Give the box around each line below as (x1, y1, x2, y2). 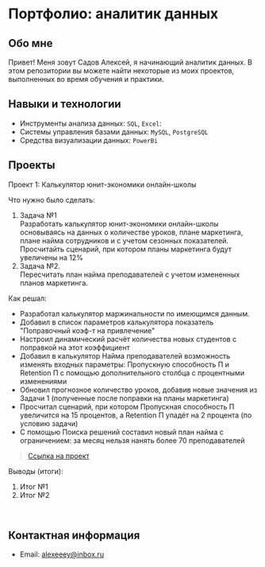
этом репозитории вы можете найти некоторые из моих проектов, (8, 66, 235, 76)
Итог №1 (19, 482, 49, 491)
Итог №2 (19, 490, 50, 499)
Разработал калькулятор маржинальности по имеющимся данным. (19, 309, 250, 318)
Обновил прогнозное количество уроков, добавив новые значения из (19, 385, 258, 394)
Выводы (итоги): (8, 466, 63, 476)
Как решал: (8, 293, 47, 303)
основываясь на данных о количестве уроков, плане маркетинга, (19, 227, 244, 237)
